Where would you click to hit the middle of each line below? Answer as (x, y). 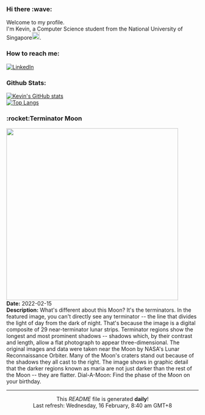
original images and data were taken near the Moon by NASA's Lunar (93, 349)
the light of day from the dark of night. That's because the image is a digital (101, 323)
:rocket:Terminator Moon (44, 118)
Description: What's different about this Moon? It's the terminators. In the (99, 310)
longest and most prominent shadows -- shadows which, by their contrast (99, 336)
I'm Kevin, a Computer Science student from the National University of (95, 29)
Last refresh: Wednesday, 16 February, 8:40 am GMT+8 (103, 406)
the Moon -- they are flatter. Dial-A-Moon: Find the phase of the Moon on (98, 375)
